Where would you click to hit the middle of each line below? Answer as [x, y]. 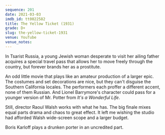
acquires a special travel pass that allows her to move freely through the [79, 61]
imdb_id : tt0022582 [25, 19]
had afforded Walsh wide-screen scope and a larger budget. [67, 118]
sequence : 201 [20, 10]
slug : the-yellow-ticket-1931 [37, 33]
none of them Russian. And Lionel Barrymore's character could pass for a [80, 92]
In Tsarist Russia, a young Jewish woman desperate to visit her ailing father [82, 56]
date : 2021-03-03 [23, 14]
